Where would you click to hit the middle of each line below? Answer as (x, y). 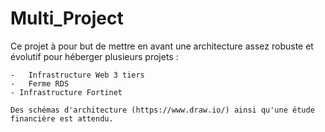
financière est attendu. (62, 118)
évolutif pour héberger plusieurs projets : (94, 56)
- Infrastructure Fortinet (66, 92)
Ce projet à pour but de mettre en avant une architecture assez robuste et (162, 46)
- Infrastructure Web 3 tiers (77, 75)
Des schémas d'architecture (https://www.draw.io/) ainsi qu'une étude (162, 110)
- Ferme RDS (40, 83)
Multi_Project (67, 18)
